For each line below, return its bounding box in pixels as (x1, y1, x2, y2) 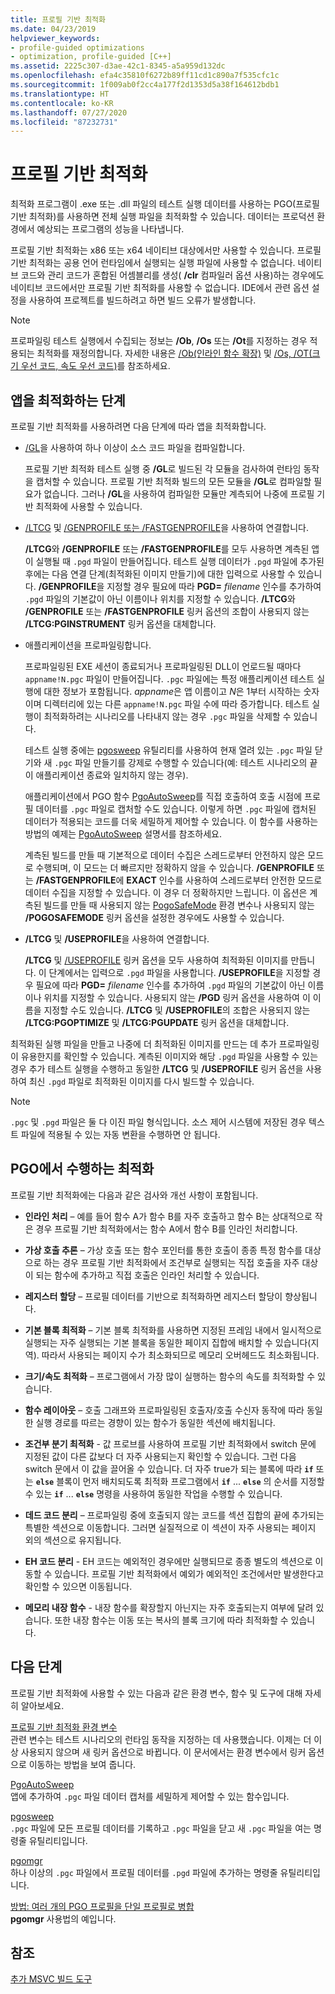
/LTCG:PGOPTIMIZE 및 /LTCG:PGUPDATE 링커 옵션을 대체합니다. (24, 1017, 290, 1028)
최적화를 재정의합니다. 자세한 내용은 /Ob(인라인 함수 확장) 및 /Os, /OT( (36, 347, 313, 360)
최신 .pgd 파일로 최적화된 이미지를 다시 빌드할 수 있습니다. (28, 1076, 255, 1087)
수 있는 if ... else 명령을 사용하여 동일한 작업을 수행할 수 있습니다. (24, 1487, 283, 1500)
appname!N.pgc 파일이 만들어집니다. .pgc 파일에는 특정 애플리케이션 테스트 (24, 673, 315, 685)
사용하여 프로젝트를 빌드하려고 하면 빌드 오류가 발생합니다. (28, 294, 257, 306)
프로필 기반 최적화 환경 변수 (10, 1721, 118, 1733)
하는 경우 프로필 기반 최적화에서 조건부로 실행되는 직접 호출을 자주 (43, 1256, 300, 1268)
